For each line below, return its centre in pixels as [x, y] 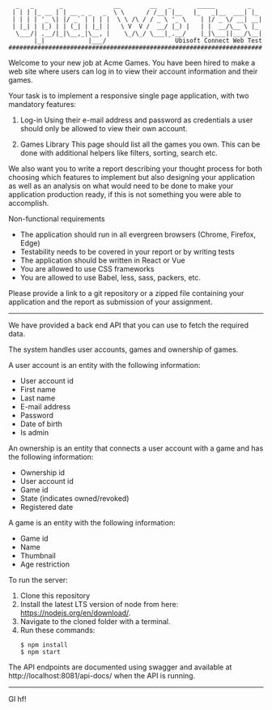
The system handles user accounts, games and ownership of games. [123, 349]
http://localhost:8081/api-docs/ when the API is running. [102, 676]
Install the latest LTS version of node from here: [99, 604]
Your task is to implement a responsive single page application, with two [129, 96]
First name [38, 389]
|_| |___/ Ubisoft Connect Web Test [148, 41]
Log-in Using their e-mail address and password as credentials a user [136, 120]
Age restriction [45, 564]
